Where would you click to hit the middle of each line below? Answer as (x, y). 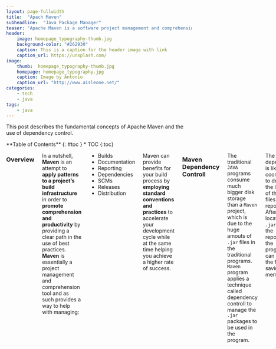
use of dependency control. (40, 133)
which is (237, 217)
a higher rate (158, 262)
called (234, 291)
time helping (157, 250)
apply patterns (60, 175)
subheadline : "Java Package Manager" (54, 22)
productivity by (61, 225)
